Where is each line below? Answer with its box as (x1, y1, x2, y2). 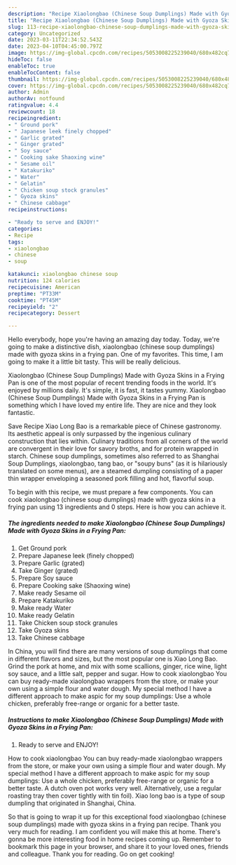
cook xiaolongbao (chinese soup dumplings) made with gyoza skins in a (8, 496, 216, 504)
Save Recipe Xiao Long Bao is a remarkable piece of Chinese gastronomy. (8, 422, 222, 430)
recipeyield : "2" (8, 303, 59, 310)
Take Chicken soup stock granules (18, 619, 118, 627)
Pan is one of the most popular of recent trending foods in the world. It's (8, 378, 216, 387)
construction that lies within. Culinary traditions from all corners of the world (8, 437, 228, 446)
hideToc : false (8, 56, 53, 63)
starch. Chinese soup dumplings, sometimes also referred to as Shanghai (8, 452, 219, 461)
